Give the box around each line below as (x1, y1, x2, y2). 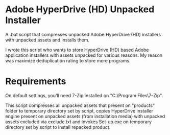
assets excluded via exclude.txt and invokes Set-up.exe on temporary (5, 119, 152, 125)
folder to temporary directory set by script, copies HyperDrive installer (5, 107, 154, 114)
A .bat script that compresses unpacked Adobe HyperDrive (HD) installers (5, 31, 161, 37)
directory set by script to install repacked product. (5, 124, 111, 130)
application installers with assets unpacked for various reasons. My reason (5, 52, 163, 58)
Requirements (5, 76, 66, 87)
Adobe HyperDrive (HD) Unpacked (5, 4, 155, 15)
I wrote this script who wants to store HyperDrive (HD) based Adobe (5, 47, 149, 53)
